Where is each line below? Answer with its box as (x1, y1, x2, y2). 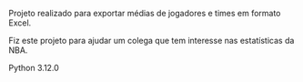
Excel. (8, 17, 32, 28)
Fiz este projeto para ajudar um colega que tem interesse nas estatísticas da (8, 36, 295, 46)
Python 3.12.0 (8, 63, 60, 73)
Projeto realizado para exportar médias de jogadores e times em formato (8, 8, 281, 18)
